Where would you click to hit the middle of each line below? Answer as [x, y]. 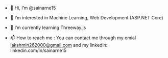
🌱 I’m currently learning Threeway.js [48, 27]
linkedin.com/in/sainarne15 [38, 50]
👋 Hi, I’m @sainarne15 [33, 8]
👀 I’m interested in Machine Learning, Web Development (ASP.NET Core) [87, 18]
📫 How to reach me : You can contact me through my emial [73, 38]
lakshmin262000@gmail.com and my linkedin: [59, 45]
